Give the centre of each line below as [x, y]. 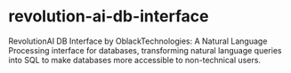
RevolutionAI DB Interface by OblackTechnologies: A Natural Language [138, 41]
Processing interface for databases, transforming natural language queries [145, 50]
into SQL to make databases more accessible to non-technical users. [135, 60]
